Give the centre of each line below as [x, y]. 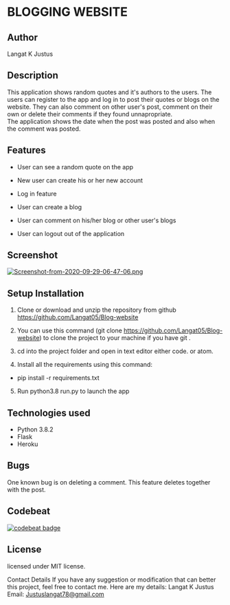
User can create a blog [49, 206]
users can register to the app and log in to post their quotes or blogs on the [113, 99]
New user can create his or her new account [80, 180]
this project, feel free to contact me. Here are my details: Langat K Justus [111, 586]
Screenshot [33, 255]
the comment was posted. [44, 129]
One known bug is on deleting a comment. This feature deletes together [109, 482]
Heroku [27, 444]
